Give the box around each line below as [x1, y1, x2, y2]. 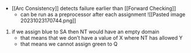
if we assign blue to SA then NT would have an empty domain [11, 28, 160, 35]
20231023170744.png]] [20, 17, 77, 24]
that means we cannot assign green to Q [20, 40, 118, 47]
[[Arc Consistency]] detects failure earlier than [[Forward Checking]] [11, 5, 176, 12]
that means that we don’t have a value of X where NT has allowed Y [20, 35, 183, 41]
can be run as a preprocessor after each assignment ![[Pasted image [20, 11, 186, 18]
